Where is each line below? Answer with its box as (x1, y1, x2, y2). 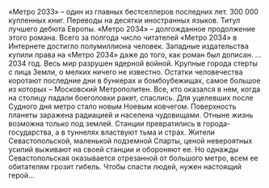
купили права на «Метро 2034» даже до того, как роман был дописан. (8, 50, 254, 59)
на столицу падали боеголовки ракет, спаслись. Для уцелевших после (8, 93, 254, 102)
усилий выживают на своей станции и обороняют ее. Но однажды (8, 145, 239, 154)
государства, (8, 127, 54, 137)
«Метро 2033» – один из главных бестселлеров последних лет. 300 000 (8, 7, 258, 16)
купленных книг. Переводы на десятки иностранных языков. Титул (8, 15, 241, 25)
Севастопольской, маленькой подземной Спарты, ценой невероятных (8, 136, 253, 145)
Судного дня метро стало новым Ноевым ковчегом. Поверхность (8, 101, 237, 111)
